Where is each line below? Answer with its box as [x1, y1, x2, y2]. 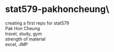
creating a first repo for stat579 [5, 20, 70, 26]
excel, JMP [5, 41, 28, 47]
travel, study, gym [5, 30, 42, 36]
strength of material [5, 36, 46, 42]
